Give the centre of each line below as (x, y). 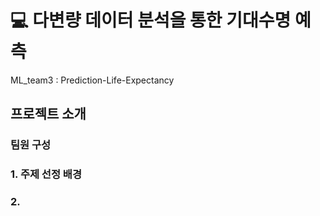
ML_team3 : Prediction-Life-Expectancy (92, 80)
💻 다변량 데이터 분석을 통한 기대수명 (151, 20)
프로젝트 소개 (48, 114)
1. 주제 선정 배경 (46, 174)
